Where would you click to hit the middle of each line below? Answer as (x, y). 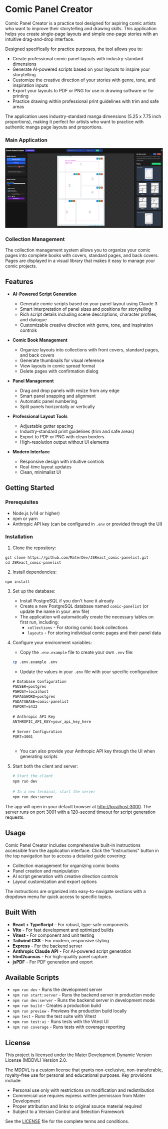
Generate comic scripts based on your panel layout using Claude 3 (88, 303)
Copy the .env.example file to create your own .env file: (76, 652)
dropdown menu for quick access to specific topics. (59, 897)
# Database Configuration (39, 681)
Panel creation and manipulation (45, 871)
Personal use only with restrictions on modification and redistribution (83, 1090)
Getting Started (30, 488)
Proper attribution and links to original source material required (77, 1106)
